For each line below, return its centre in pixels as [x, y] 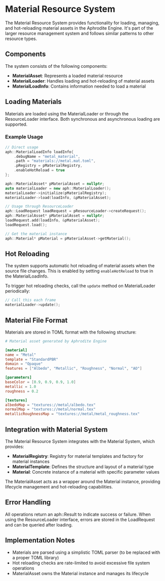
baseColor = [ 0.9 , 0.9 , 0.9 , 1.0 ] [41, 382]
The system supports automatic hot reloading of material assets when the [80, 266]
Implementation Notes [40, 540]
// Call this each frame [31, 300]
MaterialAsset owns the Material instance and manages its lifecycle [80, 573]
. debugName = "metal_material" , [47, 156]
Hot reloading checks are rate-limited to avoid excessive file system [81, 563]
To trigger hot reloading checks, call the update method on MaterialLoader [80, 286]
